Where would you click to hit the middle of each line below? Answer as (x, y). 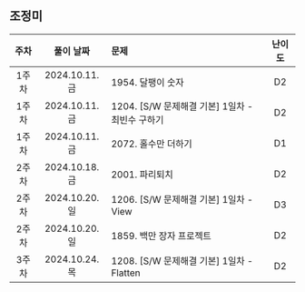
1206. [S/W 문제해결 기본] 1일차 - (182, 199)
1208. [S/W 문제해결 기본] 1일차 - (182, 260)
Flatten (126, 273)
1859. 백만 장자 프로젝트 (161, 236)
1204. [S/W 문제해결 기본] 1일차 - (182, 106)
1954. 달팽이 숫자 (148, 82)
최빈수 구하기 (138, 119)
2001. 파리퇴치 (143, 174)
